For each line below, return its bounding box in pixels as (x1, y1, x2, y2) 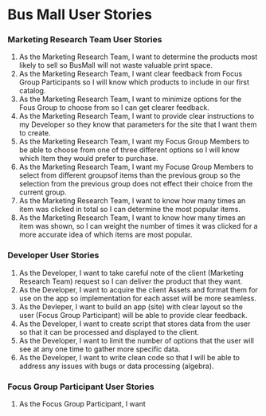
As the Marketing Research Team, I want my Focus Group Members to (18, 137, 250, 147)
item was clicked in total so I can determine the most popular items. (18, 205, 241, 214)
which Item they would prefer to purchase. (18, 154, 158, 163)
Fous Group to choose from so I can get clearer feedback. (18, 103, 210, 112)
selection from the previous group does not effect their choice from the (18, 179, 253, 189)
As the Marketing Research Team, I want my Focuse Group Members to (18, 162, 254, 172)
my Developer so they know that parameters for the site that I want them (18, 120, 257, 129)
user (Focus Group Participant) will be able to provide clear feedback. (18, 310, 248, 320)
